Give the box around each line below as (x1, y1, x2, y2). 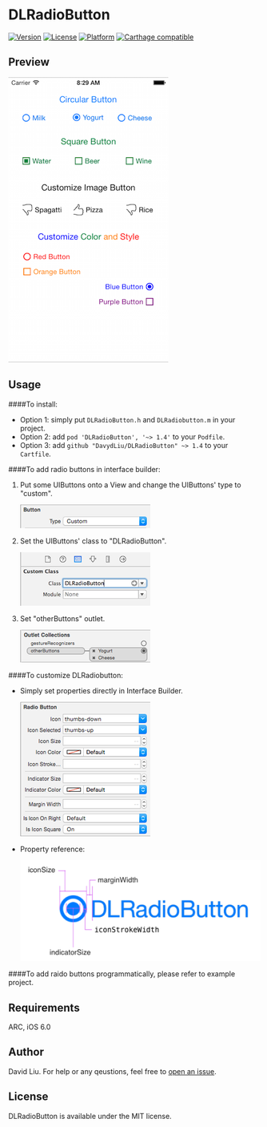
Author (8, 1045, 44, 1059)
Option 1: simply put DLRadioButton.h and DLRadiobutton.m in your (19, 414, 236, 424)
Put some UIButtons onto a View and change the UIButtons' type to (19, 479, 241, 490)
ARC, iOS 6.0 (8, 1022, 51, 1032)
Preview (8, 55, 50, 69)
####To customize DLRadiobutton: (8, 670, 124, 680)
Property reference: (19, 844, 86, 854)
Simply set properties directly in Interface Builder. (19, 685, 184, 695)
